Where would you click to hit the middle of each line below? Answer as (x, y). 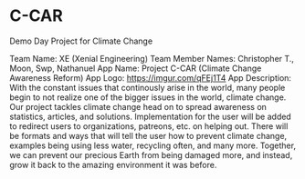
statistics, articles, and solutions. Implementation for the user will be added (151, 116)
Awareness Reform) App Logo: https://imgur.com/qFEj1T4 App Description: (151, 77)
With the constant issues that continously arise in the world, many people (147, 87)
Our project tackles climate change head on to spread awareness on (138, 106)
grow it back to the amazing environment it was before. (113, 164)
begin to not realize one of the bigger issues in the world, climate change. (148, 97)
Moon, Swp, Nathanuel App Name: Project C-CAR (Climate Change (136, 68)
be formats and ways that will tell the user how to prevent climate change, (148, 135)
